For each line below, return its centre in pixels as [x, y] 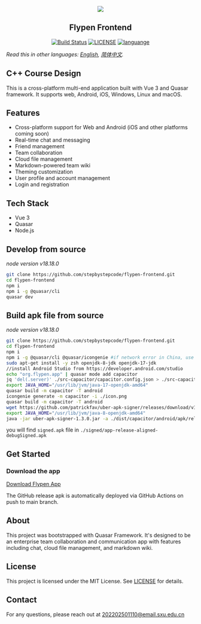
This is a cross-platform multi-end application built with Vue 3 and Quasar [97, 88]
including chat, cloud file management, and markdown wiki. [80, 547]
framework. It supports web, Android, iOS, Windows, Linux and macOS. [94, 94]
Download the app [33, 471]
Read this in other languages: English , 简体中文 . [65, 54]
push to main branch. [32, 502]
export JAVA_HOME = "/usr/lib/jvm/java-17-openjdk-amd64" [77, 386]
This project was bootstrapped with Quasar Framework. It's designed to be [98, 535]
